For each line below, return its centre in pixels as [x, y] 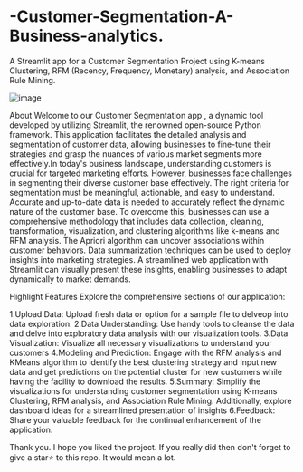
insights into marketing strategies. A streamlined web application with [139, 259]
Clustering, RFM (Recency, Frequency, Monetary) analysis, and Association [150, 71]
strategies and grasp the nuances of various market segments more [136, 154]
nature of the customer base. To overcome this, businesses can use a [139, 211]
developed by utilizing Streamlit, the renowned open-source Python [136, 125]
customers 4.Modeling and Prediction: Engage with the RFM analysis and [146, 352]
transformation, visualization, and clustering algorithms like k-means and [145, 231]
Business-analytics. [87, 36]
